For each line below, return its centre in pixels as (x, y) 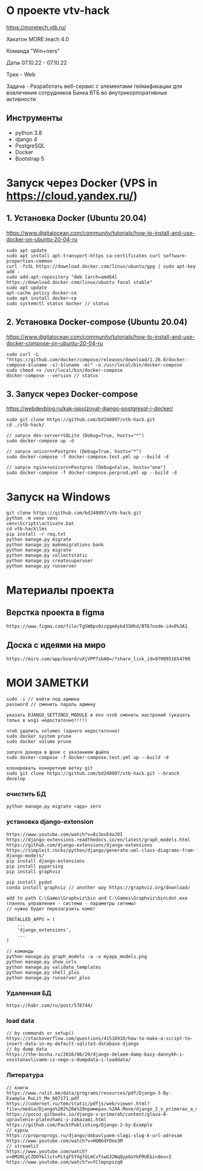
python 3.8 (28, 133)
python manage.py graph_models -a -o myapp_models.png (77, 956)
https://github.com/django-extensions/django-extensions (79, 845)
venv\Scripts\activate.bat (40, 524)
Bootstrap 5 (30, 158)
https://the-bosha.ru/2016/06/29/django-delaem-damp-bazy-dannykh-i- (96, 1055)
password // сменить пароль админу (51, 704)
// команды (20, 951)
